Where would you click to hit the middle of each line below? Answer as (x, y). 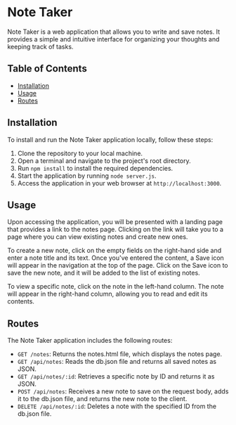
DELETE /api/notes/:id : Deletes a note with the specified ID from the (117, 406)
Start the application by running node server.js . (87, 176)
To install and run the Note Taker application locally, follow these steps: (110, 139)
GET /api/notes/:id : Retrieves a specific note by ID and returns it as (116, 377)
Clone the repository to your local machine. (80, 153)
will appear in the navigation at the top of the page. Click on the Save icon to (118, 266)
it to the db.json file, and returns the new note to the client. (102, 399)
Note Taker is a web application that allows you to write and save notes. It (113, 32)
